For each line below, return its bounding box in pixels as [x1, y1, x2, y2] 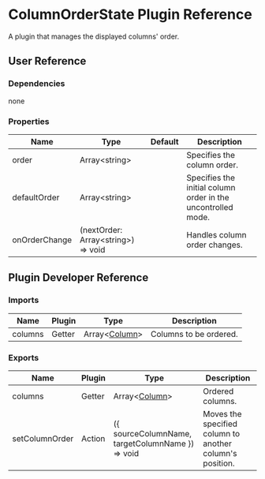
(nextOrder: [79, 224, 123, 235]
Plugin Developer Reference [8, 271, 149, 285]
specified [203, 418, 238, 429]
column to [203, 428, 241, 439]
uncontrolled [186, 201, 234, 212]
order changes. [186, 239, 243, 250]
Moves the [203, 408, 242, 419]
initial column [186, 181, 236, 193]
